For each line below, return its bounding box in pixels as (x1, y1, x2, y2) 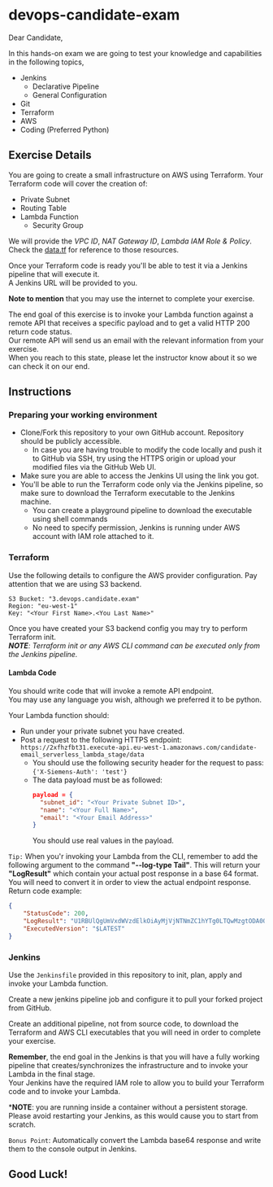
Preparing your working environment (8, 410, 158, 421)
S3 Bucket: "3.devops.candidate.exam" (8, 594, 140, 603)
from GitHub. (8, 1003, 52, 1013)
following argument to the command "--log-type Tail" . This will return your (8, 861, 261, 870)
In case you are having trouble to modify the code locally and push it (32, 445, 262, 455)
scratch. (8, 1119, 37, 1129)
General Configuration (32, 90, 107, 99)
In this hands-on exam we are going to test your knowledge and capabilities (8, 48, 262, 58)
